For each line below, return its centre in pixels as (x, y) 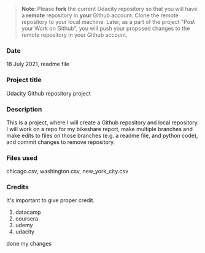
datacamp (28, 212)
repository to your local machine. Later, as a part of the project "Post (108, 22)
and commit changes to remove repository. (61, 142)
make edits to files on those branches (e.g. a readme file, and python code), (102, 135)
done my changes (29, 244)
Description (24, 109)
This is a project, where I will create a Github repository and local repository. (103, 123)
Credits (17, 187)
